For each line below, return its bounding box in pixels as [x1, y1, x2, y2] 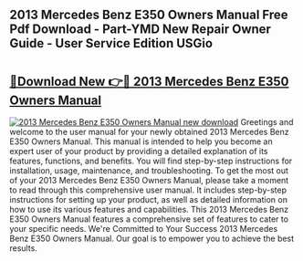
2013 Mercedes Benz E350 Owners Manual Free [9, 7, 289, 23]
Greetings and [240, 117, 294, 127]
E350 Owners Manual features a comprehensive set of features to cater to [9, 214, 289, 224]
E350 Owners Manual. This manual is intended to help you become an [9, 136, 273, 147]
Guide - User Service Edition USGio [9, 36, 213, 51]
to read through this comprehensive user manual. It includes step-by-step [9, 184, 287, 195]
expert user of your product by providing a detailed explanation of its [9, 146, 268, 156]
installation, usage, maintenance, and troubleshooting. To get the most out [9, 165, 289, 176]
